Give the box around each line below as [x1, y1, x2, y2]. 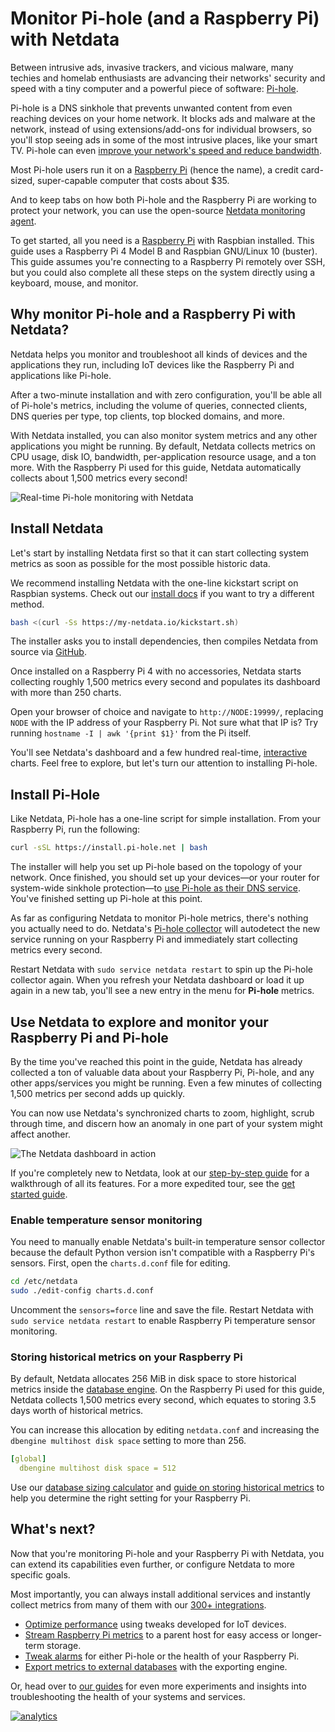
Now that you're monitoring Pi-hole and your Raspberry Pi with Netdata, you [10, 1547, 325, 1559]
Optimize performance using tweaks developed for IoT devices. [24, 1618, 287, 1630]
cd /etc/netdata [10, 1277, 78, 1287]
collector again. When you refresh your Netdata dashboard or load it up [10, 974, 305, 986]
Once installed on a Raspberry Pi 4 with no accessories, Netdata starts [10, 665, 302, 677]
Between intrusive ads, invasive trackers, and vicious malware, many [10, 61, 294, 73]
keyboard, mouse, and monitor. [10, 277, 139, 289]
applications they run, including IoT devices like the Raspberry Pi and [10, 358, 295, 371]
